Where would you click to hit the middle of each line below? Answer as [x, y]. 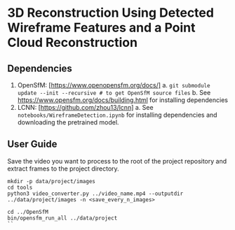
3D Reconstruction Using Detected [110, 13]
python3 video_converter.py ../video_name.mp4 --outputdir [95, 194]
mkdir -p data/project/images [52, 181]
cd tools [20, 187]
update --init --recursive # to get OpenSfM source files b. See [114, 93]
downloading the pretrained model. [68, 122]
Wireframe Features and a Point [101, 28]
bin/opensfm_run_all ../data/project [62, 218]
